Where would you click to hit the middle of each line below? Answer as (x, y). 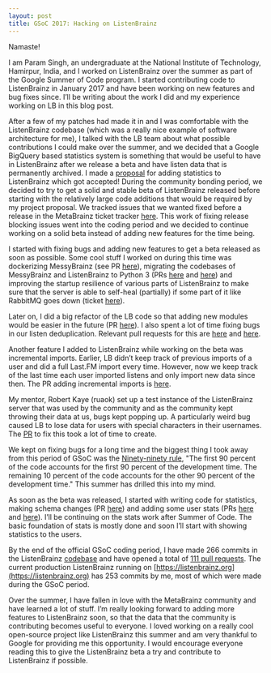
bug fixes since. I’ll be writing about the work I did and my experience (124, 96)
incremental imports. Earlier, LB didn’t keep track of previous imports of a (130, 358)
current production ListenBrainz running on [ (83, 567)
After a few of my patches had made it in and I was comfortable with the (129, 121)
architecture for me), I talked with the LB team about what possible (119, 138)
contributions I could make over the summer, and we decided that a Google (134, 147)
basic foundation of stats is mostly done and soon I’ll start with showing (128, 525)
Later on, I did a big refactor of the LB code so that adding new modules (128, 316)
